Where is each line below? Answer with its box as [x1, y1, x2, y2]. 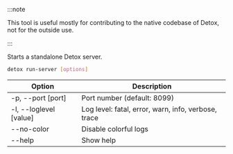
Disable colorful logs [81, 124, 149, 133]
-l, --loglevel [10, 104, 55, 114]
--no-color [10, 124, 50, 133]
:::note [7, 6, 26, 13]
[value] [10, 113, 35, 122]
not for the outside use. [7, 26, 74, 34]
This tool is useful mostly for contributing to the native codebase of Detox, [7, 19, 220, 26]
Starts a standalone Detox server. [7, 52, 103, 61]
